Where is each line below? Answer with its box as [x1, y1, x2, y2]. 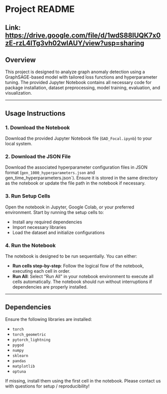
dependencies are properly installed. [12, 284, 88, 290]
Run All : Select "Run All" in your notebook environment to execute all [12, 273, 154, 279]
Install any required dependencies [12, 219, 83, 225]
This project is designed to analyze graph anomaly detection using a [5, 69, 145, 75]
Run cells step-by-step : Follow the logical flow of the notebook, [12, 263, 144, 269]
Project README [5, 3, 75, 15]
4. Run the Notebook [5, 242, 56, 249]
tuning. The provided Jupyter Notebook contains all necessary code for [5, 80, 152, 86]
